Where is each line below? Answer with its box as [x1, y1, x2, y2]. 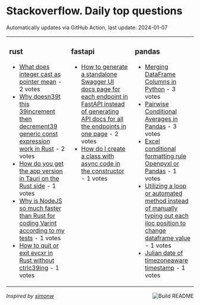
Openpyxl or [145, 159, 180, 167]
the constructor [81, 167, 125, 175]
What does [19, 63, 50, 71]
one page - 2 [81, 129, 119, 138]
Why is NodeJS [19, 197, 62, 205]
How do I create [81, 144, 126, 152]
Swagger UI [81, 77, 114, 86]
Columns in [145, 77, 177, 86]
